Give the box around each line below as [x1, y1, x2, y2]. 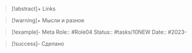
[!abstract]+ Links [11, 5, 56, 12]
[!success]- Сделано [11, 40, 65, 47]
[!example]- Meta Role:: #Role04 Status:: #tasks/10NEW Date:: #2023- [11, 28, 187, 36]
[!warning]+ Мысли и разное [11, 17, 85, 23]
